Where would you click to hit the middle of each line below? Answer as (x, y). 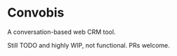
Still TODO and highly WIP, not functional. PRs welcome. (88, 45)
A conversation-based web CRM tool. (61, 32)
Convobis (36, 13)
